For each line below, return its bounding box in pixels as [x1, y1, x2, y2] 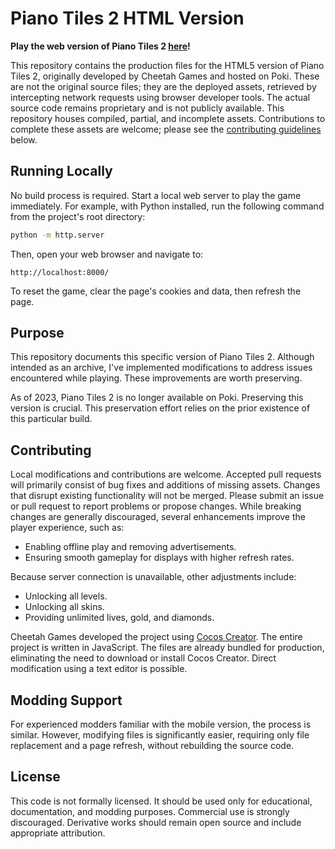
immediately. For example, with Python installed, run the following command [10, 200, 325, 212]
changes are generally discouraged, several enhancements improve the [10, 511, 306, 523]
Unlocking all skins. [24, 601, 105, 613]
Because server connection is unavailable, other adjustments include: [10, 571, 297, 583]
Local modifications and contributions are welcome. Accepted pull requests [10, 468, 322, 481]
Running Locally [10, 163, 113, 180]
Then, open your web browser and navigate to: [10, 248, 204, 260]
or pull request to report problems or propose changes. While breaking [10, 500, 302, 512]
